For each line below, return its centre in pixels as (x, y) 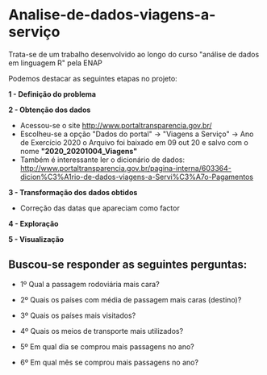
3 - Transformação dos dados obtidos (73, 192)
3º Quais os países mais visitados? (78, 315)
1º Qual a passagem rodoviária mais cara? (90, 284)
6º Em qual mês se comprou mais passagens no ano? (109, 362)
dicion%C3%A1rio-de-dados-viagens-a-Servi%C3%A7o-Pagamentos (137, 177)
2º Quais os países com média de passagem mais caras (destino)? (131, 299)
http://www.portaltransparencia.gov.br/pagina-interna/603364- (125, 168)
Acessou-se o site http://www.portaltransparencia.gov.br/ (116, 125)
